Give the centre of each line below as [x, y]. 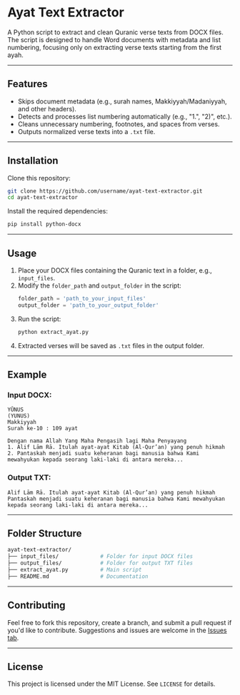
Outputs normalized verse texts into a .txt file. [86, 131]
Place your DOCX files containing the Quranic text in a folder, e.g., [115, 270]
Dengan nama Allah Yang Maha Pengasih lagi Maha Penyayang [97, 441]
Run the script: [39, 319]
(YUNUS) [19, 416]
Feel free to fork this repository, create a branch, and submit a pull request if [120, 622]
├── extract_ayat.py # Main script [75, 570]
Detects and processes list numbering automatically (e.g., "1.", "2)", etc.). [125, 116]
